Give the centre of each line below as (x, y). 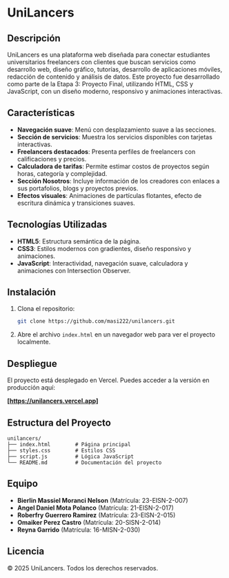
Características (41, 113)
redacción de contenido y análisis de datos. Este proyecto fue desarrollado (113, 77)
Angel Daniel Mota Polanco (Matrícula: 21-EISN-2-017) (96, 508)
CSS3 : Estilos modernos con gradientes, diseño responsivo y (104, 248)
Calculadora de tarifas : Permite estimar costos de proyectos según (113, 166)
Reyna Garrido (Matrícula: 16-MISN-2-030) (79, 530)
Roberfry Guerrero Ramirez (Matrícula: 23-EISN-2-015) (96, 515)
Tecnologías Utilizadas (57, 225)
